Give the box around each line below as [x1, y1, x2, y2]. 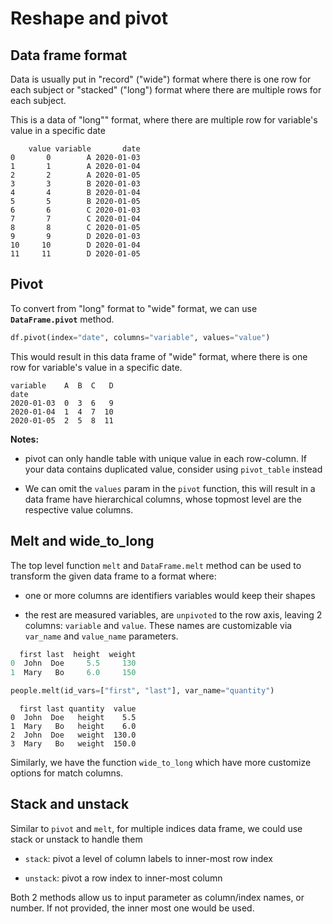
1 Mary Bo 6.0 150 [10, 668, 137, 678]
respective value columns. [24, 503, 134, 516]
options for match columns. [10, 767, 124, 779]
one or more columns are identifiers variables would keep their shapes [24, 589, 316, 601]
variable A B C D [10, 380, 114, 391]
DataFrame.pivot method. [10, 313, 115, 325]
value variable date [28, 144, 141, 154]
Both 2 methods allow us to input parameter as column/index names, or [10, 891, 305, 903]
